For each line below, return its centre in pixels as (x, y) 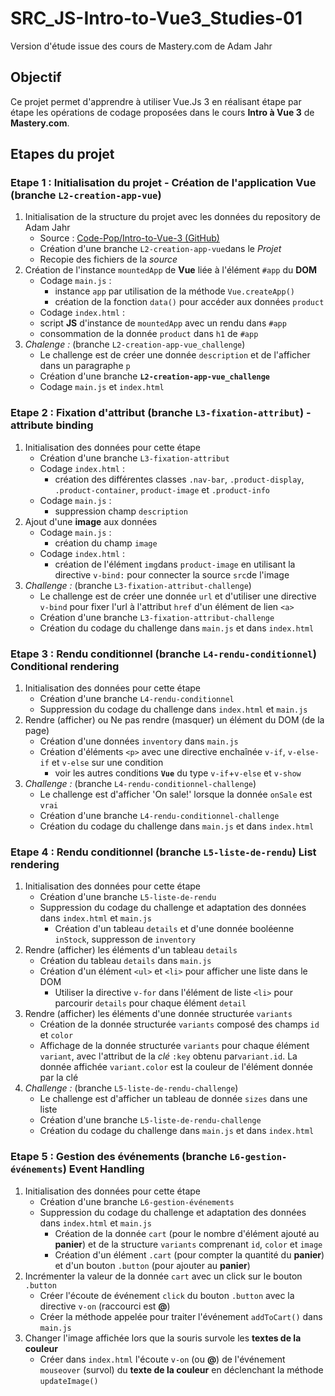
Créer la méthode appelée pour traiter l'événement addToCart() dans (181, 1316)
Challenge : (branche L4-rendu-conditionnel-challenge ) (140, 784)
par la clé (59, 1078)
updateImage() (69, 1381)
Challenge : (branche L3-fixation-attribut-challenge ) (138, 585)
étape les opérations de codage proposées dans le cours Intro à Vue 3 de (162, 112)
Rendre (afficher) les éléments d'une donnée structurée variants (158, 1014)
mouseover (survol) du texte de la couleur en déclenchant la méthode (181, 1369)
